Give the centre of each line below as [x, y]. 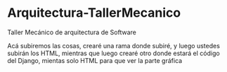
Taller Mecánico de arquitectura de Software [72, 32]
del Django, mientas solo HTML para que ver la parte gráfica [95, 60]
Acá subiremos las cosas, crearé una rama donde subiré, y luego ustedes [113, 45]
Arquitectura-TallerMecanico [94, 13]
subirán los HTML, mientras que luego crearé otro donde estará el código [113, 53]
